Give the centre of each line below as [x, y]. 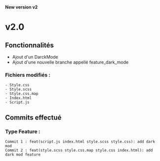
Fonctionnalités [30, 45]
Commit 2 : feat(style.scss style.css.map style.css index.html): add [79, 150]
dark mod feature [23, 155]
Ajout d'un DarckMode [35, 57]
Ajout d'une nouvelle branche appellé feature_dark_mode [70, 62]
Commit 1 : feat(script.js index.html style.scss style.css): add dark [80, 142]
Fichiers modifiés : [28, 75]
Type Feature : [23, 131]
